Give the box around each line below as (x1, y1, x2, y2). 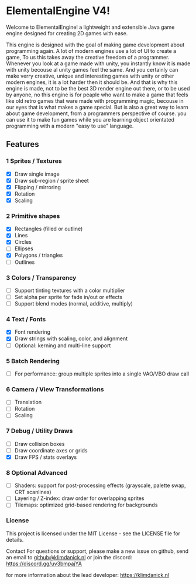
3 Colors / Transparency (6, 273, 77, 281)
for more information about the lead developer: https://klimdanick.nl (6, 571, 170, 578)
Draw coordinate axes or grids (14, 447, 88, 454)
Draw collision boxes (14, 440, 65, 447)
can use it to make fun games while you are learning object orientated (6, 116, 174, 123)
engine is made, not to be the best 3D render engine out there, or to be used (6, 85, 190, 92)
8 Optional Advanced (6, 468, 68, 476)
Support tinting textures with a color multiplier (14, 287, 125, 294)
